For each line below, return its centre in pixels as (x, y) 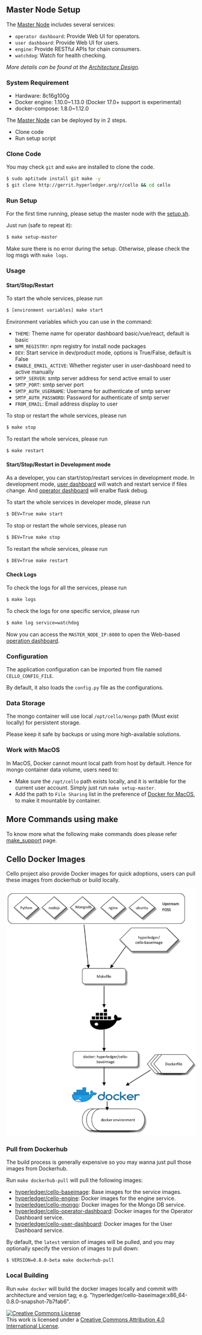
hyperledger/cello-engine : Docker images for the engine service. (95, 1198)
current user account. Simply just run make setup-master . (85, 787)
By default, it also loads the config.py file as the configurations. (85, 688)
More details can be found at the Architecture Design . (73, 67)
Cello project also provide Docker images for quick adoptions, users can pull (101, 874)
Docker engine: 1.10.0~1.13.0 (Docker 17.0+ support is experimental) (98, 102)
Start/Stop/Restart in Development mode (59, 464)
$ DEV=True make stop (33, 538)
